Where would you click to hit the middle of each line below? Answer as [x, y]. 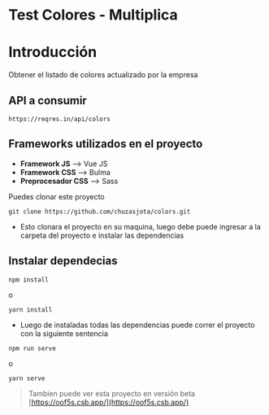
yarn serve [27, 378]
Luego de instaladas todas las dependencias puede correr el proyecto [137, 325]
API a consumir [48, 100]
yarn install [30, 310]
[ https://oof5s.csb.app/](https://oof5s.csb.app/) [108, 402]
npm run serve [33, 348]
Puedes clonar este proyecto [56, 196]
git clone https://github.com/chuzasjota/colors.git [100, 212]
